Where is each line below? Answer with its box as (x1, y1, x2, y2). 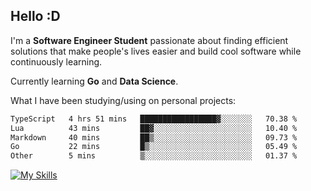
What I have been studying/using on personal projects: (10, 94, 237, 106)
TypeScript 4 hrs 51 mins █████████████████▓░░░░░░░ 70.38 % (10, 114, 298, 124)
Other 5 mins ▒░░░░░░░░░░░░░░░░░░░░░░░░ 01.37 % (10, 151, 298, 161)
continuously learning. (10, 55, 103, 68)
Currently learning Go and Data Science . (10, 75, 179, 87)
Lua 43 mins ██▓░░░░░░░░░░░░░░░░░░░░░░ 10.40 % (10, 123, 298, 133)
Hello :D (10, 8, 61, 25)
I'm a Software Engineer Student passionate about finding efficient (10, 34, 289, 46)
